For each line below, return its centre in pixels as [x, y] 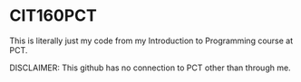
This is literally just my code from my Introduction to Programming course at [151, 41]
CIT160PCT [53, 16]
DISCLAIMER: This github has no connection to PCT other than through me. [150, 68]
